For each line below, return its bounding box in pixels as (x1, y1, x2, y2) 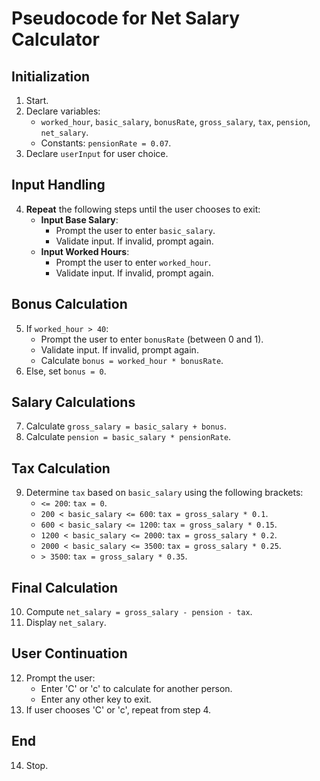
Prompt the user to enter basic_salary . (55, 224, 216, 236)
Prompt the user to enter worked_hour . (55, 256, 211, 268)
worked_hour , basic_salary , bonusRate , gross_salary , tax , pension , (40, 116, 311, 127)
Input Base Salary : (40, 213, 119, 226)
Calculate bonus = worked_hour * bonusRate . (40, 354, 224, 366)
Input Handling (11, 177, 106, 194)
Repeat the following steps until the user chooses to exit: (25, 203, 261, 215)
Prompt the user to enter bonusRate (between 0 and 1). (40, 333, 264, 345)
